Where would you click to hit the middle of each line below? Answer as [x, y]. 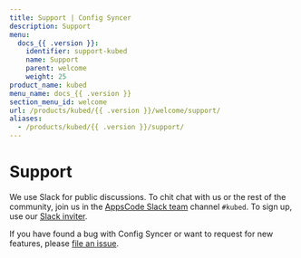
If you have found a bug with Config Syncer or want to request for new [141, 234]
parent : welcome [57, 69]
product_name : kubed [49, 85]
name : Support [52, 60]
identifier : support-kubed [77, 52]
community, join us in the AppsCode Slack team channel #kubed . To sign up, [151, 206]
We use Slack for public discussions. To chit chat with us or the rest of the [148, 196]
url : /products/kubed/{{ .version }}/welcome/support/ [115, 110]
